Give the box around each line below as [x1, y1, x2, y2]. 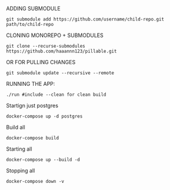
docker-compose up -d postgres [6, 114, 83, 119]
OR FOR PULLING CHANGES [6, 59, 76, 65]
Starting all [6, 145, 32, 152]
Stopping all [6, 167, 35, 174]
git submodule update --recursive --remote [6, 70, 115, 76]
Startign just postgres [6, 102, 59, 109]
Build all [6, 124, 25, 131]
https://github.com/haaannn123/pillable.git [6, 48, 117, 54]
